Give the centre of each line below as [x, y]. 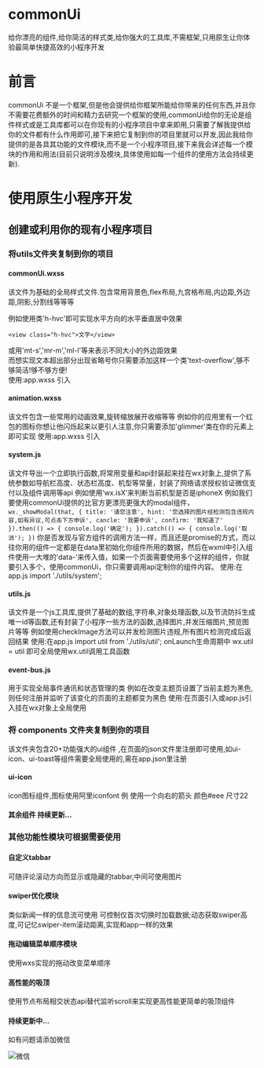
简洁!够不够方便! [41, 370]
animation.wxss [35, 398]
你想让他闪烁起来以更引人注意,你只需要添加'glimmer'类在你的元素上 [144, 426]
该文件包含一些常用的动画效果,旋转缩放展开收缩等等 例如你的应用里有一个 [127, 416]
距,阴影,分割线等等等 [41, 302]
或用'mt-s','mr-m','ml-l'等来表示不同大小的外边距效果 [93, 350]
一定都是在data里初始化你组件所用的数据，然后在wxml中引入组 [151, 547]
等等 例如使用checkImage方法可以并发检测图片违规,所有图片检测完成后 [130, 632]
